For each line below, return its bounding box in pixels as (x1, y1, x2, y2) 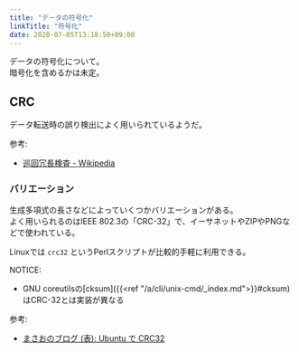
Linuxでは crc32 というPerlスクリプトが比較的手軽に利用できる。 (9, 246, 251, 258)
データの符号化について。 (9, 56, 105, 67)
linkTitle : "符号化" (9, 22, 83, 31)
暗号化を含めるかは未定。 (9, 67, 105, 78)
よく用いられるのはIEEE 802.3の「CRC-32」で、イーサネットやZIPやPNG (9, 216, 283, 227)
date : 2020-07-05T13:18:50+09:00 (9, 30, 135, 39)
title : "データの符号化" (9, 13, 93, 23)
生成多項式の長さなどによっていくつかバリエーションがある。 (9, 205, 238, 215)
